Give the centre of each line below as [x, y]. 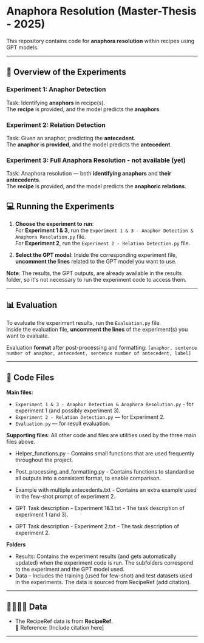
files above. [21, 441]
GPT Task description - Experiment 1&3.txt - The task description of [100, 508]
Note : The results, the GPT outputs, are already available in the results [94, 273]
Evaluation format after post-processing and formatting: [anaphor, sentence [102, 347]
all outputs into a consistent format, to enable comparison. [88, 478]
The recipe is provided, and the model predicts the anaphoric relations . [96, 186]
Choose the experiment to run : [54, 224]
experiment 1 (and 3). [42, 514]
